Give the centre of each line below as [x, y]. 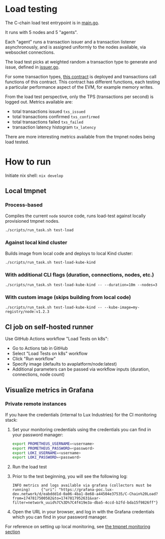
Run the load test [30, 467]
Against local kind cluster [36, 242]
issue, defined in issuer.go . [33, 67]
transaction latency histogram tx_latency [54, 127]
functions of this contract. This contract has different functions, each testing [82, 82]
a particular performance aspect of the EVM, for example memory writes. [80, 87]
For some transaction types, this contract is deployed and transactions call [81, 76]
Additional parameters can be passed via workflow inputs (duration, [81, 369]
